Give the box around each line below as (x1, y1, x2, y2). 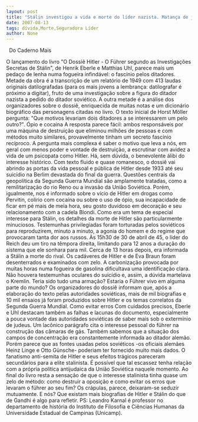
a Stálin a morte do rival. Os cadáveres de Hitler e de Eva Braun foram (6, 253, 176, 260)
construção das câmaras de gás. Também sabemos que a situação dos (6, 328, 180, 335)
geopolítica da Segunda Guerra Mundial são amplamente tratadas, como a (6, 178, 187, 185)
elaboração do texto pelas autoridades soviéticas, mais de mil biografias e (6, 290, 187, 297)
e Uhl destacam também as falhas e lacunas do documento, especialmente (6, 309, 189, 316)
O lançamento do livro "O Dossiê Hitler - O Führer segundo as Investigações (6, 58, 192, 66)
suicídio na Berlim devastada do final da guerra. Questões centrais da (6, 171, 176, 178)
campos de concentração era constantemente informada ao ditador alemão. (6, 334, 192, 341)
